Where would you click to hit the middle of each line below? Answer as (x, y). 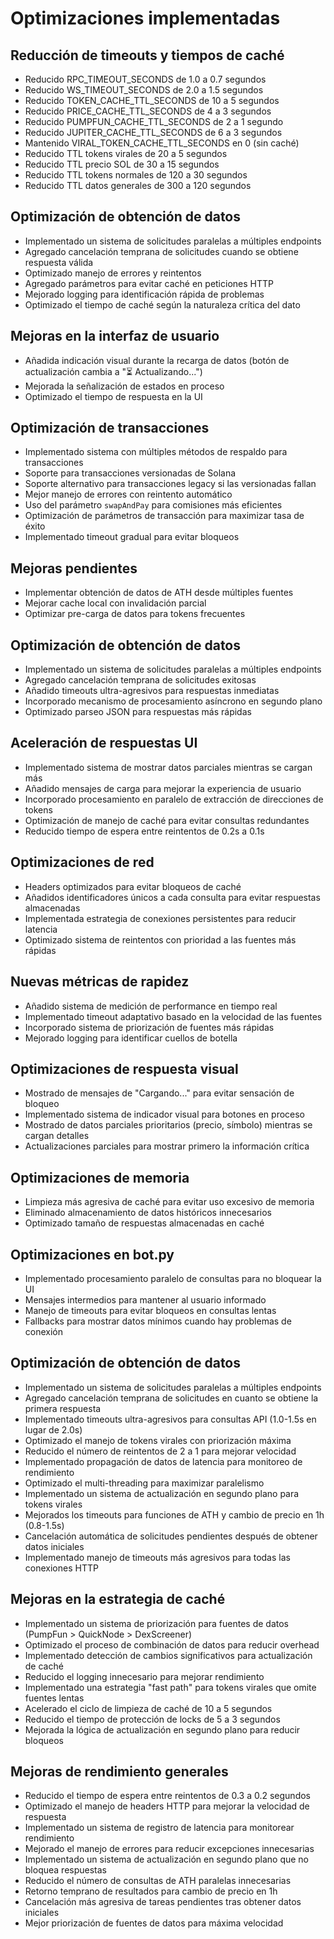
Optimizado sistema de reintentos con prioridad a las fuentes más (160, 939)
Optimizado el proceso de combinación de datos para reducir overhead (172, 1644)
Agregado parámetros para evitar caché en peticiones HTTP (149, 283)
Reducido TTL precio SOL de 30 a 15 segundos (122, 164)
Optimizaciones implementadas (145, 18)
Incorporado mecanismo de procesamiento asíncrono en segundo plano (173, 701)
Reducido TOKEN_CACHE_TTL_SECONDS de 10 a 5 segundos (152, 100)
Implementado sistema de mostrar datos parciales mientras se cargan (168, 767)
